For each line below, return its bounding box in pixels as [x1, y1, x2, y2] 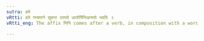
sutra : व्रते [6, 8, 30, 15]
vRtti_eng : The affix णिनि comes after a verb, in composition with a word [6, 20, 199, 26]
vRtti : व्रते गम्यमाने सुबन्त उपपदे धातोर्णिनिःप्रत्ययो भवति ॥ [6, 14, 114, 20]
